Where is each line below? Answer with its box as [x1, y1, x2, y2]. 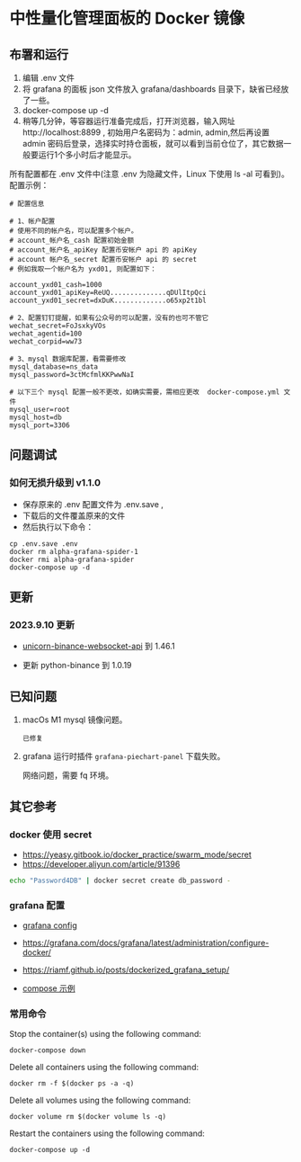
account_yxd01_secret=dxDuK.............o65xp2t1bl [9, 296, 207, 305]
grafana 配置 [9, 898, 66, 911]
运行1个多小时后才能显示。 [38, 149, 137, 160]
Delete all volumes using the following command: [9, 1095, 191, 1106]
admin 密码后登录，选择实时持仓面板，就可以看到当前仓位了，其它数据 [22, 139, 285, 148]
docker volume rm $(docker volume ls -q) [9, 1113, 167, 1122]
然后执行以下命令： [22, 521, 94, 532]
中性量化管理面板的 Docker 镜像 [9, 8, 245, 29]
